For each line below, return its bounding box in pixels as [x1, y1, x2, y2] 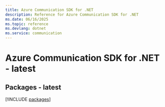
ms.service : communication [5, 31, 62, 36]
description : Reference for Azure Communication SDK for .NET [5, 12, 139, 17]
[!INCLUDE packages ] [5, 96, 51, 102]
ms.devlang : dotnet [5, 26, 46, 31]
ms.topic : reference [5, 21, 49, 27]
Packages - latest [5, 83, 62, 91]
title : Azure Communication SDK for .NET [5, 7, 94, 13]
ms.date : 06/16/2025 [5, 17, 49, 22]
